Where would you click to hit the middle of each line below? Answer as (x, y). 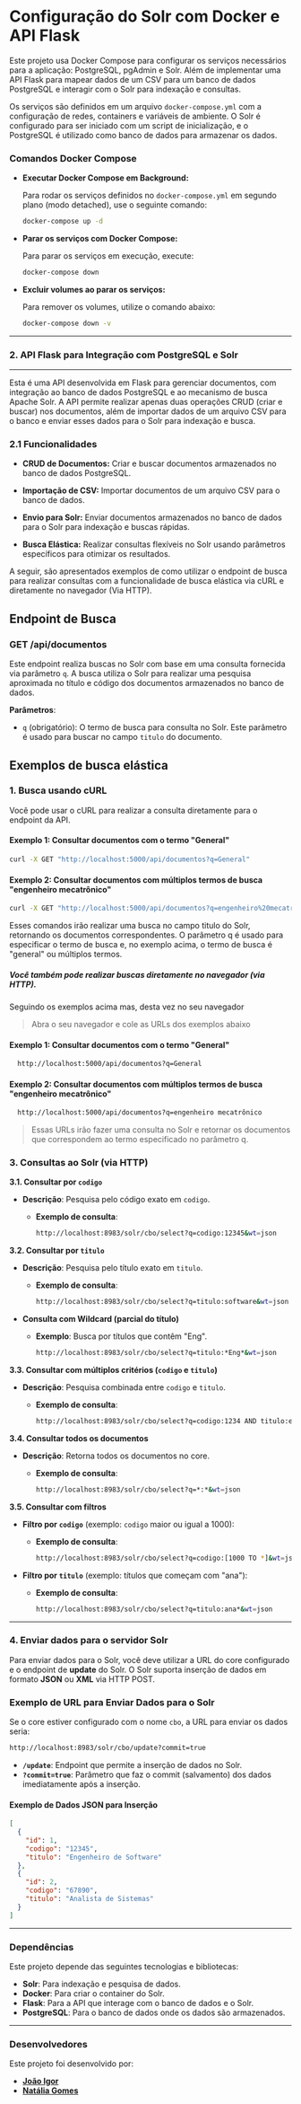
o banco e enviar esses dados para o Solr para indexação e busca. (133, 421)
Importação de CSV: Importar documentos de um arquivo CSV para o (151, 490)
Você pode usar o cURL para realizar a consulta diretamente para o (133, 810)
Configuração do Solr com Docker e (145, 17)
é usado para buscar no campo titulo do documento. (122, 737)
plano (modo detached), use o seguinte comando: (115, 205)
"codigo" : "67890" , (62, 1891)
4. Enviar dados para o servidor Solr (89, 1641)
